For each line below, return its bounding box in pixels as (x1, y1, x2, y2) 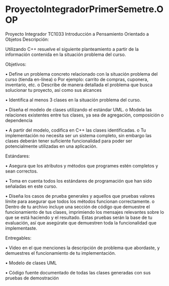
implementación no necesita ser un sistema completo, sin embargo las (5, 132, 152, 138)
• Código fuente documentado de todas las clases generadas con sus (5, 269, 151, 275)
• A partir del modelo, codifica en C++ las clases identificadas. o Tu (5, 127, 146, 133)
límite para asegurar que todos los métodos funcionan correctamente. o (5, 198, 155, 204)
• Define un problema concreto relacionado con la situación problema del (5, 71, 158, 77)
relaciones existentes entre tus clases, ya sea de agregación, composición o (5, 112, 164, 118)
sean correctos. (5, 168, 38, 174)
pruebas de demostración (5, 275, 59, 281)
